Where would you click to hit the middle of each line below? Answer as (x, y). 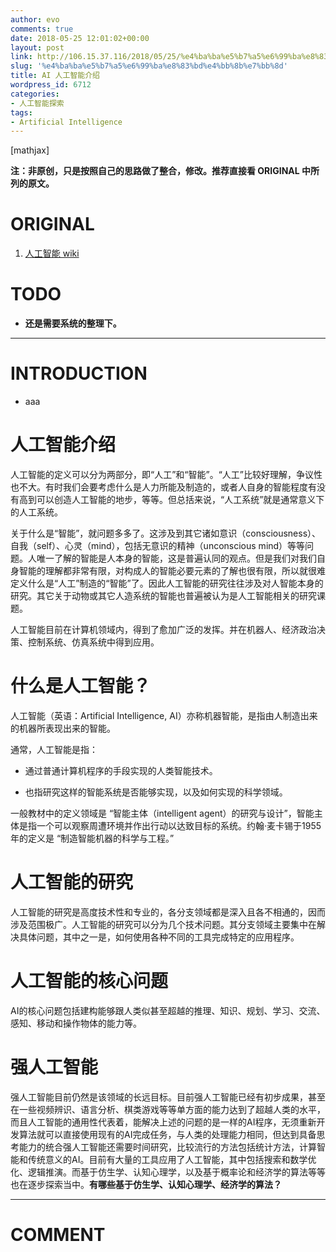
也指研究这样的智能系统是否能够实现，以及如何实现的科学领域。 (156, 792)
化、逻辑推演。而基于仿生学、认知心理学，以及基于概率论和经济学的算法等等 (168, 1172)
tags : (21, 112)
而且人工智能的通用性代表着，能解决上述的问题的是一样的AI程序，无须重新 (163, 1122)
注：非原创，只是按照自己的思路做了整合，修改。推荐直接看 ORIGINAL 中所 (165, 171)
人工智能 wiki (52, 253)
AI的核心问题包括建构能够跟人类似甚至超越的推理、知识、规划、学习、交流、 (168, 1010)
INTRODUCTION (79, 373)
